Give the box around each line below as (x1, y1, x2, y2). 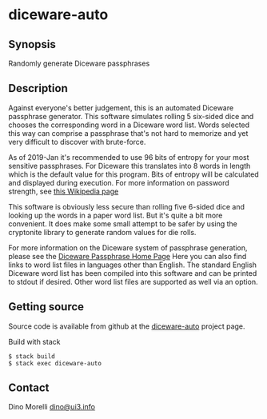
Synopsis (8, 38, 56, 51)
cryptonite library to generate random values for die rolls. (8, 227, 197, 237)
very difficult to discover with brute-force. (8, 137, 146, 146)
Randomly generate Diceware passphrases (8, 58, 150, 68)
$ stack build (8, 352, 56, 361)
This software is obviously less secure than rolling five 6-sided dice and (8, 202, 245, 211)
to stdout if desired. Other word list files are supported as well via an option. (8, 277, 258, 286)
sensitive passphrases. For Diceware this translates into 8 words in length (8, 161, 251, 170)
